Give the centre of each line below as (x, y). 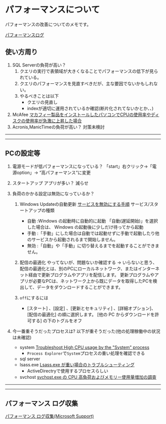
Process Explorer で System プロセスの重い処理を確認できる (86, 353)
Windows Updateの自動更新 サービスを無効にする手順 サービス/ (84, 204)
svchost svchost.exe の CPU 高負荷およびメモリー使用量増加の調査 (88, 377)
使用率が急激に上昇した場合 (54, 121)
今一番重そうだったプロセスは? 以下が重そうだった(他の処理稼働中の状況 (86, 331)
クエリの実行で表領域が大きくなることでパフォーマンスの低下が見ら (89, 71)
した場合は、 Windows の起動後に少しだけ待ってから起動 (85, 227)
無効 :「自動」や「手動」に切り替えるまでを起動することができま (93, 245)
